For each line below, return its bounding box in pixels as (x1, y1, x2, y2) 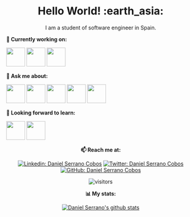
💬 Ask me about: (6, 72, 48, 79)
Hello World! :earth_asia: (38, 4, 164, 18)
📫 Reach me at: (80, 146, 121, 153)
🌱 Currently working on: (6, 35, 67, 43)
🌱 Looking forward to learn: (6, 109, 76, 116)
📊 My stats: (85, 190, 116, 197)
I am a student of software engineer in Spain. (45, 24, 156, 31)
